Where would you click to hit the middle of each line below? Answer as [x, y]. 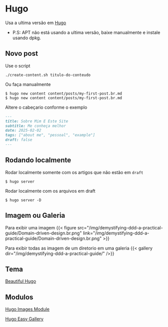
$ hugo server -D [23, 200]
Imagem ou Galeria [35, 216]
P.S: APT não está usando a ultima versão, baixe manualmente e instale [86, 32]
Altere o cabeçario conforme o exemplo [46, 107]
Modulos [19, 297]
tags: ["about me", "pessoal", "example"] [50, 135]
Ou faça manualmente [28, 84]
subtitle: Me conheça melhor [36, 126]
